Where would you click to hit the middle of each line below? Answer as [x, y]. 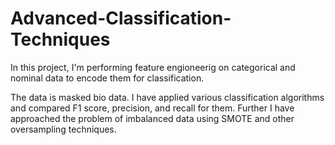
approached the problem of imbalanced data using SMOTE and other [152, 118]
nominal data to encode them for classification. [107, 78]
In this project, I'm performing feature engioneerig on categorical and [153, 67]
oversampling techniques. [63, 129]
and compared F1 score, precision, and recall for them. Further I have [152, 108]
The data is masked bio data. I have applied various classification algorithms [167, 97]
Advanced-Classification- [121, 18]
